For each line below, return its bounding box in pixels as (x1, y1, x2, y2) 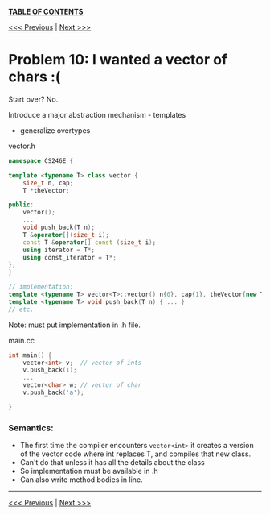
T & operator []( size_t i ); (22, 231, 110, 239)
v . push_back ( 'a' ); (22, 388, 84, 397)
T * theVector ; (22, 186, 70, 194)
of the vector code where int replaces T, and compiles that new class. (19, 449, 252, 459)
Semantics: (8, 422, 54, 434)
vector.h (8, 141, 36, 151)
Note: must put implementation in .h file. (8, 320, 141, 330)
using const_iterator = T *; (22, 253, 117, 261)
